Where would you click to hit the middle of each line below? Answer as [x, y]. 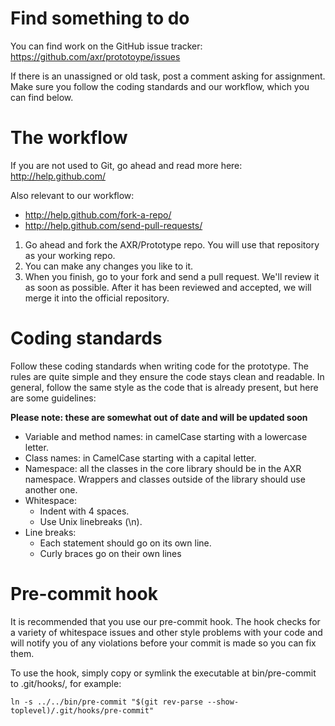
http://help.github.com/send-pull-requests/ [113, 225]
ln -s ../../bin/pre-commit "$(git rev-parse [106, 702]
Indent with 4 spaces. [84, 511]
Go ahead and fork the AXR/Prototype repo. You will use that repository [172, 244]
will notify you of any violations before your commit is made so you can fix [163, 643]
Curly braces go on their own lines [110, 553]
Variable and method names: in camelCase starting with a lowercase [166, 436]
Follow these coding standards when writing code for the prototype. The [159, 366]
